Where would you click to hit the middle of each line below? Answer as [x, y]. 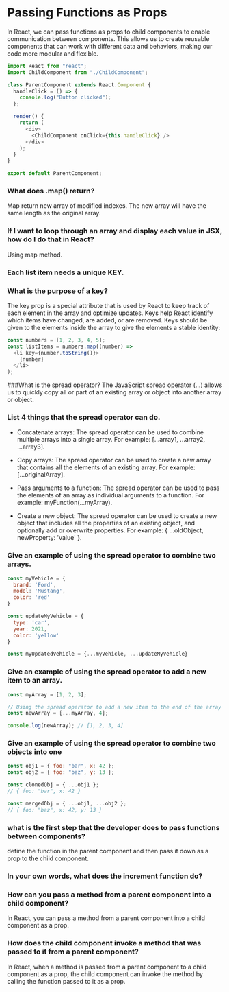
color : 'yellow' [36, 635]
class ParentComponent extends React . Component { [79, 85]
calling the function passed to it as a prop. [66, 981]
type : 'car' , [32, 622]
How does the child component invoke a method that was [104, 943]
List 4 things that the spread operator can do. [84, 418]
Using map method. [35, 255]
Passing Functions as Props [87, 13]
